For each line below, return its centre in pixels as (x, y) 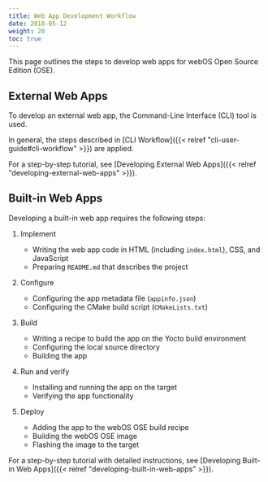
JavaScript (50, 258)
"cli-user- (223, 140)
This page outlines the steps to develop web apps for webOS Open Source (133, 62)
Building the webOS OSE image (85, 436)
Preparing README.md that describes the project (110, 267)
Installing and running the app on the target (104, 387)
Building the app (60, 355)
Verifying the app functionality (83, 396)
